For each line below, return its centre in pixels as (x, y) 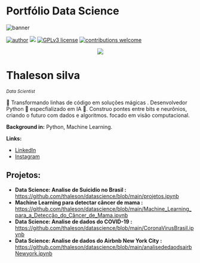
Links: (14, 138)
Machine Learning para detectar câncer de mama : (79, 202)
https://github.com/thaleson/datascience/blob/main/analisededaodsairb (103, 247)
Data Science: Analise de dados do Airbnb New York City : (88, 240)
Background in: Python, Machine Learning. (59, 126)
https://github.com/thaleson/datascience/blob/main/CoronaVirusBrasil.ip (104, 228)
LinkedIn (25, 150)
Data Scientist (21, 91)
